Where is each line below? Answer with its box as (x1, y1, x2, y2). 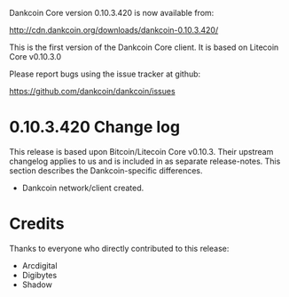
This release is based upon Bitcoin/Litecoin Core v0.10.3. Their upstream (9, 146, 274, 157)
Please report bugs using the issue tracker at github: (9, 68, 201, 79)
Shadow (21, 279, 53, 290)
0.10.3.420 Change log (9, 117, 180, 137)
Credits (9, 213, 65, 234)
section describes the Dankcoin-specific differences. (9, 165, 203, 176)
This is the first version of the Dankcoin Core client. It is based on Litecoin (9, 42, 279, 52)
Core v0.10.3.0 (9, 52, 62, 61)
